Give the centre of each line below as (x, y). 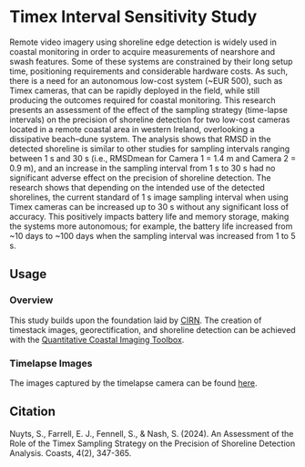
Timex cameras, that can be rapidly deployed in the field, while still (135, 90)
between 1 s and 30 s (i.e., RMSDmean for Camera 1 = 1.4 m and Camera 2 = (153, 158)
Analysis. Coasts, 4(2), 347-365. (71, 452)
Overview (31, 300)
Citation (33, 412)
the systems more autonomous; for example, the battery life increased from (151, 226)
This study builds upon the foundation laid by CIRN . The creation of (136, 320)
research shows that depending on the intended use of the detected (137, 187)
